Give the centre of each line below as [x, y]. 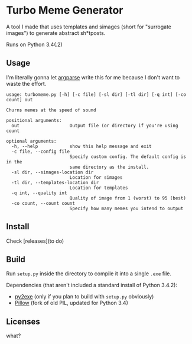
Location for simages [96, 177]
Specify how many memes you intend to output [126, 208]
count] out [19, 99]
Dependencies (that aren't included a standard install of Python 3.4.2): [92, 285]
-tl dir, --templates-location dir [55, 182]
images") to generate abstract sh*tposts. [56, 33]
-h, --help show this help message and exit [82, 146]
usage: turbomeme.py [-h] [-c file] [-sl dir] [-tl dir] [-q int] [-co [96, 94]
